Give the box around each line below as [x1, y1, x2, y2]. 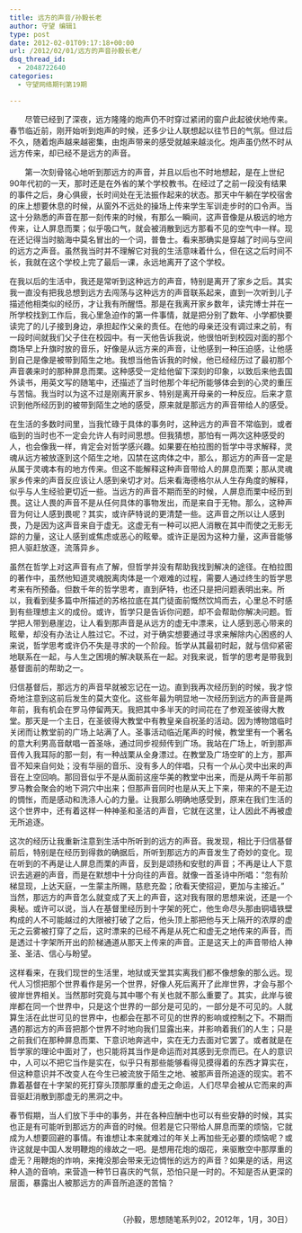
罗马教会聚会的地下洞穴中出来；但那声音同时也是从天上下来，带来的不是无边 [9, 782, 293, 793]
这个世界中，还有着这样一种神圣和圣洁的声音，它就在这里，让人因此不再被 [9, 805, 285, 816]
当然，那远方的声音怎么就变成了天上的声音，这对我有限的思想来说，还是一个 [9, 891, 293, 902]
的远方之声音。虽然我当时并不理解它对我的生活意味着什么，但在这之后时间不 [9, 245, 293, 256]
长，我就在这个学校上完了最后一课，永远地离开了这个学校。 [9, 256, 230, 267]
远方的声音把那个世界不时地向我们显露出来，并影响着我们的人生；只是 [32, 1023, 293, 1034]
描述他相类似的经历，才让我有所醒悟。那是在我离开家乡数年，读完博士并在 [9, 298, 285, 308]
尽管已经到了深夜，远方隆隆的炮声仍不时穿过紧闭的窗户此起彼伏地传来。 [24, 113, 293, 124]
